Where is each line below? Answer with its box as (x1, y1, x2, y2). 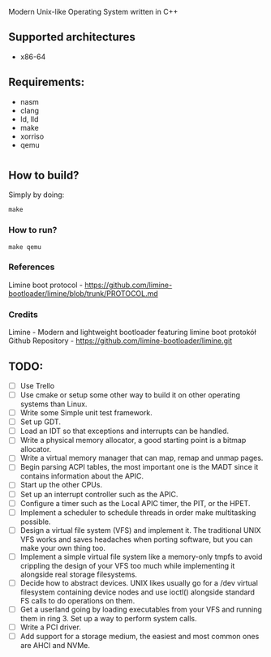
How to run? (8, 225, 58, 236)
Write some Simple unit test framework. (19, 408, 153, 418)
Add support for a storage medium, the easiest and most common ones (19, 632, 260, 641)
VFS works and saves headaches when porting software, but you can (19, 535, 253, 544)
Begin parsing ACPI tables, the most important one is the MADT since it (19, 462, 259, 472)
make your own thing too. (19, 543, 105, 552)
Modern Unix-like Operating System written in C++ (8, 7, 179, 16)
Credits (8, 308, 38, 320)
